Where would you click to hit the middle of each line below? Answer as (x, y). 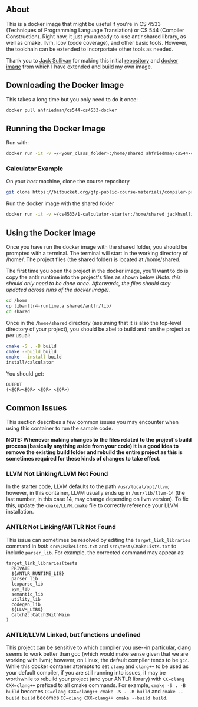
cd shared (18, 311)
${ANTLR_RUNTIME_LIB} (38, 573)
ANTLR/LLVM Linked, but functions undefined (73, 634)
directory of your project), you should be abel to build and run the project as (98, 329)
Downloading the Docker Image (65, 85)
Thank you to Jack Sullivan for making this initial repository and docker (92, 60)
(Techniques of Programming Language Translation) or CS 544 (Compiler (95, 30)
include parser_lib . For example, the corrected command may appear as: (95, 552)
